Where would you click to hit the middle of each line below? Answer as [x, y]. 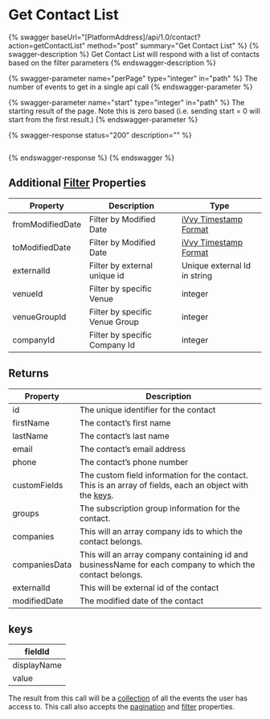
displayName [37, 665]
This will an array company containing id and [164, 554]
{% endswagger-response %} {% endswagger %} [92, 158]
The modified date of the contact [141, 601]
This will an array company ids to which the [161, 531]
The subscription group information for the [160, 508]
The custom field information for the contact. [164, 475]
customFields [38, 485]
